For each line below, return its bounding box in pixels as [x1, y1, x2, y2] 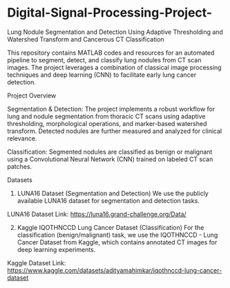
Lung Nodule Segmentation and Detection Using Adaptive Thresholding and [7, 28, 223, 36]
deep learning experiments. [17, 245, 96, 253]
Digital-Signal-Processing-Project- [7, 5, 213, 21]
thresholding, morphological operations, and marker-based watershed [7, 119, 207, 127]
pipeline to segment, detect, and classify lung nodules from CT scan [7, 55, 202, 64]
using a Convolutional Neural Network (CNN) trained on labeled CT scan [7, 154, 213, 163]
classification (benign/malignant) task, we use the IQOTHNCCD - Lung [17, 231, 218, 239]
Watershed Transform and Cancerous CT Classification [7, 35, 164, 43]
